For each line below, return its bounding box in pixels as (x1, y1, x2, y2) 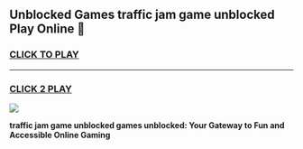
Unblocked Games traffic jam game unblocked (9, 7, 275, 23)
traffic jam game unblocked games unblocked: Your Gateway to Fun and (9, 119, 285, 130)
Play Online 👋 (9, 22, 86, 37)
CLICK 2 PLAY (9, 82, 72, 95)
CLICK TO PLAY (9, 49, 79, 61)
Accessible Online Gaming (9, 129, 111, 140)
